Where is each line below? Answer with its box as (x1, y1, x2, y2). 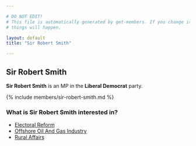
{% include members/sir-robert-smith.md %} (6, 94, 114, 101)
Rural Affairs (14, 134, 45, 141)
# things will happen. (6, 24, 61, 30)
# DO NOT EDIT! (6, 13, 43, 19)
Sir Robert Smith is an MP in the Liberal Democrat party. (6, 82, 143, 89)
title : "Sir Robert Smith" (6, 40, 72, 47)
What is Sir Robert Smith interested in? (6, 108, 118, 116)
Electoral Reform (14, 122, 55, 129)
